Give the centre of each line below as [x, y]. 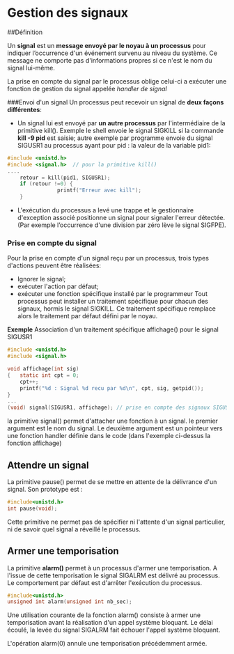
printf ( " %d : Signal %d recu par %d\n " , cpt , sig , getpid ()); [112, 388]
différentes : [24, 109]
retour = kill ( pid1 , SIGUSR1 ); [65, 178]
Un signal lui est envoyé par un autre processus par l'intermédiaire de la [121, 123]
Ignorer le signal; [41, 279]
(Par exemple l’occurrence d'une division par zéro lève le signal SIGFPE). [122, 225]
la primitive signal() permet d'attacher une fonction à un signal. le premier [112, 421]
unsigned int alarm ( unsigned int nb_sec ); [70, 602]
